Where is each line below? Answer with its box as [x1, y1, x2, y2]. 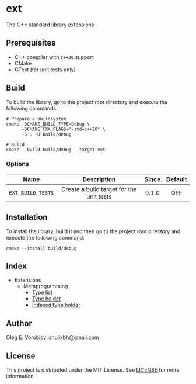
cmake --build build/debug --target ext [6, 147, 106, 153]
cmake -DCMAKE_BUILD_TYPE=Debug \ [6, 121, 90, 127]
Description [82, 175, 116, 183]
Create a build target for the [61, 185, 137, 193]
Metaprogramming [23, 283, 68, 290]
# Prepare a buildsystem [6, 116, 66, 122]
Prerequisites [6, 38, 56, 48]
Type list [32, 289, 52, 296]
